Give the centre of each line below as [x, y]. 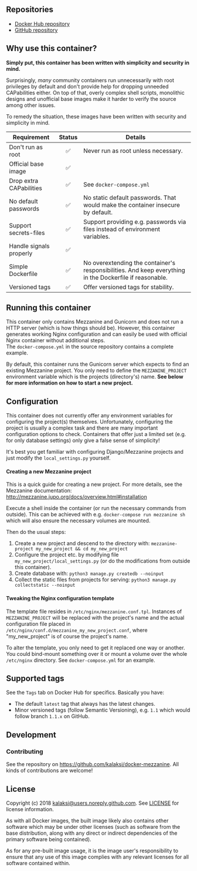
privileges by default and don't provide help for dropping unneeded [87, 86]
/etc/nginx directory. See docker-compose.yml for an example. [81, 660]
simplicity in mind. [28, 123]
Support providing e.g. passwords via [135, 222]
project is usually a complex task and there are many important [82, 428]
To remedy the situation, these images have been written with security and [96, 116]
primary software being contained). [49, 839]
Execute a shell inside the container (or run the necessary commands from [96, 508]
